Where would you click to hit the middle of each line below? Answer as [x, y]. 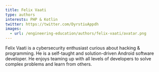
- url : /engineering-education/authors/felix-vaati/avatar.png [78, 33]
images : [13, 29]
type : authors [20, 15]
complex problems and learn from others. [49, 64]
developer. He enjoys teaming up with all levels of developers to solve [78, 59]
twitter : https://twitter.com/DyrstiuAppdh [52, 24]
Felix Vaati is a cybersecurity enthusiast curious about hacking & [73, 48]
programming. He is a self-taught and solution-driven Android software [80, 53]
